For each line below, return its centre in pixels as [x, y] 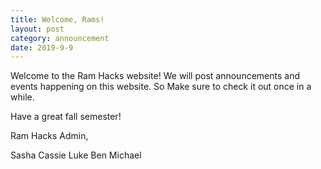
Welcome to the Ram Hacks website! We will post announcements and [155, 76]
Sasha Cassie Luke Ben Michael [76, 155]
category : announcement [60, 38]
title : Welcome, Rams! [57, 19]
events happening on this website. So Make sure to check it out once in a [161, 87]
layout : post [37, 29]
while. [22, 97]
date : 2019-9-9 [42, 47]
